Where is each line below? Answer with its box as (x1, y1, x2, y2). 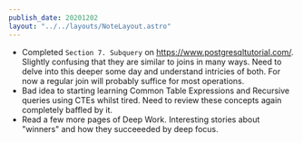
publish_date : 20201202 (8, 13, 99, 23)
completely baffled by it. (21, 104, 113, 115)
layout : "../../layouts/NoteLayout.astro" (8, 22, 171, 31)
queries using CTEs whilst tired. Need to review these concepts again (21, 94, 282, 105)
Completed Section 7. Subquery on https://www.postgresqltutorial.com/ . (21, 46, 294, 57)
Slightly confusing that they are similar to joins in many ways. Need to (21, 56, 282, 67)
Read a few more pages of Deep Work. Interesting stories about (21, 114, 260, 125)
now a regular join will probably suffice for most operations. (21, 75, 245, 86)
